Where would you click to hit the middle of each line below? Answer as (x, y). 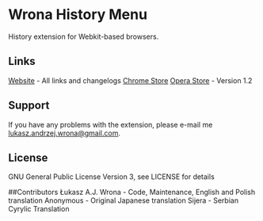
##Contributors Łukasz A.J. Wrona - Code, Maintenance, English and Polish (132, 192)
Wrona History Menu (78, 15)
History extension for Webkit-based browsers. (84, 36)
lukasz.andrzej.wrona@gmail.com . (65, 133)
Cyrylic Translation (39, 209)
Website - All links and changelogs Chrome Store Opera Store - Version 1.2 (130, 80)
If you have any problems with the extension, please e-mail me (111, 124)
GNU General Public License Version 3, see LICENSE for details (112, 177)
